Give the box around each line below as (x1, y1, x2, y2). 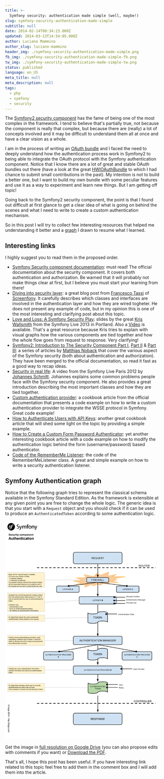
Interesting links (5, 241, 56, 250)
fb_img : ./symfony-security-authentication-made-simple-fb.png (5, 55, 137, 59)
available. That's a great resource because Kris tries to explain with (12, 327, 148, 333)
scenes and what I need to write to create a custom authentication (5, 207, 139, 213)
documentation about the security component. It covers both (12, 269, 136, 275)
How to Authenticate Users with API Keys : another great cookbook (12, 416, 147, 421)
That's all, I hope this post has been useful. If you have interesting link (5, 759, 146, 765)
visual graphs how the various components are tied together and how (12, 332, 153, 338)
